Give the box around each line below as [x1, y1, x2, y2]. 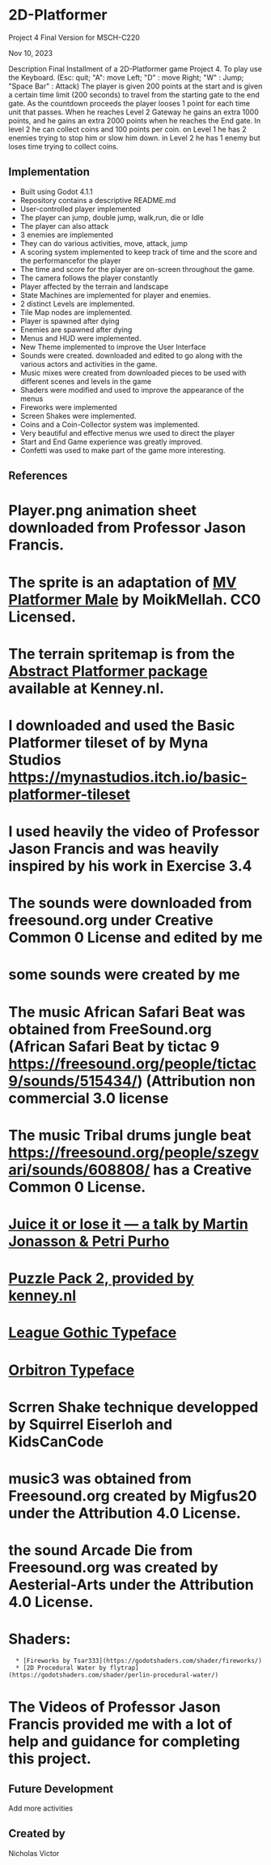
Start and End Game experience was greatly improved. [19, 437, 203, 446]
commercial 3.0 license [8, 1089, 169, 1107]
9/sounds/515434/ [8, 1071, 138, 1090]
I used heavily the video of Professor [8, 822, 260, 841]
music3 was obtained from [8, 1469, 192, 1488]
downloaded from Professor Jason [8, 519, 247, 537]
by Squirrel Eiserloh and [8, 1415, 172, 1433]
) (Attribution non [137, 1071, 256, 1090]
